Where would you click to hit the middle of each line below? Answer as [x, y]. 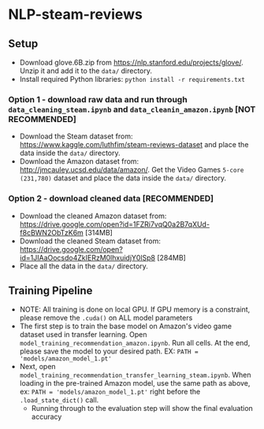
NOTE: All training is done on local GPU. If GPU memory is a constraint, [135, 309]
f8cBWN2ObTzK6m [52, 232]
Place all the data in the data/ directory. [84, 266]
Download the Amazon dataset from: [79, 161]
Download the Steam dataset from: [76, 136]
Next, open [38, 367]
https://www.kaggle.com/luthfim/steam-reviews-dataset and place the [134, 145]
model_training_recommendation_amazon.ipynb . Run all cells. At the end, [135, 343]
